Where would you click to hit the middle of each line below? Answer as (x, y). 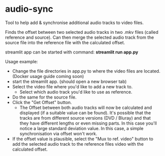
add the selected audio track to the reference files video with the (78, 144)
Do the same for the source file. (44, 97)
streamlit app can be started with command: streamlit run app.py (72, 52)
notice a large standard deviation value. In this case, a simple (82, 128)
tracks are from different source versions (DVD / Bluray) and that (85, 118)
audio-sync (29, 9)
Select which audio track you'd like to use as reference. (76, 92)
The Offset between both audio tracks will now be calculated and (86, 107)
